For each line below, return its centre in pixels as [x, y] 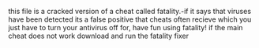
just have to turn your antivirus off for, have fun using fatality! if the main [126, 27]
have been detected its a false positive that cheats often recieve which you [130, 19]
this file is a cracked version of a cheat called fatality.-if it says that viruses [129, 11]
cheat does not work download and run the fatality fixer [99, 36]
